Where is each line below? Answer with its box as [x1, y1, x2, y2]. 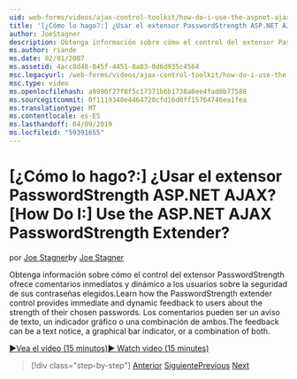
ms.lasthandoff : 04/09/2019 [9, 120, 113, 129]
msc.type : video [9, 79, 69, 88]
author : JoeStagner [9, 29, 81, 38]
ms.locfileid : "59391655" [9, 128, 104, 137]
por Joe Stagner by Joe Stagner [9, 251, 125, 262]
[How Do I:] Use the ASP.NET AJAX [9, 205, 272, 224]
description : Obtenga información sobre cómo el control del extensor [9, 37, 275, 47]
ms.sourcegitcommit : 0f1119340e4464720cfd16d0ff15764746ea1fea [9, 95, 247, 104]
